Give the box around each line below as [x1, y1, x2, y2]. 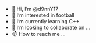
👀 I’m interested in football [11, 12, 74, 19]
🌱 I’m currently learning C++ [11, 18, 80, 24]
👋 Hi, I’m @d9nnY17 [11, 6, 59, 12]
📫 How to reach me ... [11, 31, 66, 37]
